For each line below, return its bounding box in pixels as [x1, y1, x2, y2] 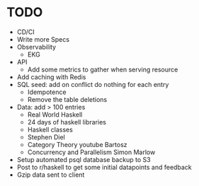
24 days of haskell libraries [27, 117, 107, 126]
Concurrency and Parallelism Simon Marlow [27, 148, 156, 156]
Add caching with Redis [16, 72, 86, 81]
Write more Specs [16, 35, 70, 43]
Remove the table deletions [27, 95, 108, 103]
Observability [16, 42, 57, 51]
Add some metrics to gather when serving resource [27, 65, 178, 74]
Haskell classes [27, 125, 74, 134]
